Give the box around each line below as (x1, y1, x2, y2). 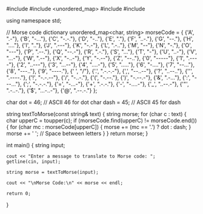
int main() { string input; (6, 142, 65, 148)
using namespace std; (6, 17, 62, 24)
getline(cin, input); (6, 159, 61, 165)
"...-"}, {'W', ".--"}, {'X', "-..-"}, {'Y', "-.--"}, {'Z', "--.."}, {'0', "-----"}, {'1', (6, 55, 185, 61)
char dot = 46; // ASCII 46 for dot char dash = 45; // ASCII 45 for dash (6, 98, 181, 106)
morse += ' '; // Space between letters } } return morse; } (6, 130, 148, 137)
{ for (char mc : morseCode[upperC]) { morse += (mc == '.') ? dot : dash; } (6, 123, 191, 130)
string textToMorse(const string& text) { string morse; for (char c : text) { (6, 111, 187, 117)
